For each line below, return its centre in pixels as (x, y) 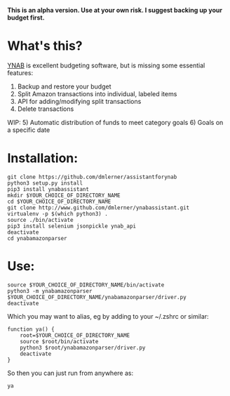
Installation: (43, 158)
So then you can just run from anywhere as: (70, 373)
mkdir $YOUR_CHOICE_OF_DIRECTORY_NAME (64, 195)
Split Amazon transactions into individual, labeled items (97, 93)
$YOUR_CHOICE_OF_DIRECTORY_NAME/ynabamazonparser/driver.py (97, 297)
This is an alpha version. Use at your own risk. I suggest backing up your (115, 10)
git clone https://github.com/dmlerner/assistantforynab (92, 177)
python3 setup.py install (45, 183)
